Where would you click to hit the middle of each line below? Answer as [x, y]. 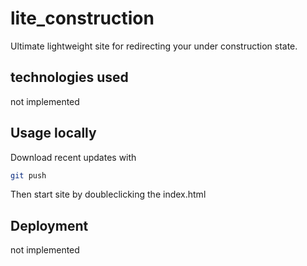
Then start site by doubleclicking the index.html [108, 194]
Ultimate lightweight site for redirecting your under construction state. [154, 46]
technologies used [69, 77]
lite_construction [82, 18]
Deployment [49, 225]
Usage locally [53, 133]
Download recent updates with [73, 157]
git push [28, 175]
